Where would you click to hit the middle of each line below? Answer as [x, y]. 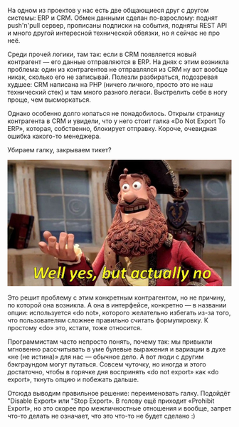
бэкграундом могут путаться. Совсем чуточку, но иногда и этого [107, 364]
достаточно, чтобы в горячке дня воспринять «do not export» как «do [113, 371]
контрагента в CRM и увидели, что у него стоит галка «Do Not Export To [116, 121]
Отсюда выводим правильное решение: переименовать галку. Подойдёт [119, 393]
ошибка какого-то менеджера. [54, 136]
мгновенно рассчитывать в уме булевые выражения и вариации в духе [117, 349]
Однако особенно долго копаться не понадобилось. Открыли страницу [116, 114]
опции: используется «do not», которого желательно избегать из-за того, [119, 312]
